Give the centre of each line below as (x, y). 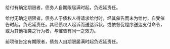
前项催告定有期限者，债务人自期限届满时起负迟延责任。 (63, 41)
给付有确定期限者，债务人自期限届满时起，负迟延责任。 (63, 7)
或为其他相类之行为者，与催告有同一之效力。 (52, 31)
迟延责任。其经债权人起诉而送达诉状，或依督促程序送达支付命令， (96, 24)
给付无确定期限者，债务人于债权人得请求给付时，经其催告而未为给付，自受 (83, 18)
